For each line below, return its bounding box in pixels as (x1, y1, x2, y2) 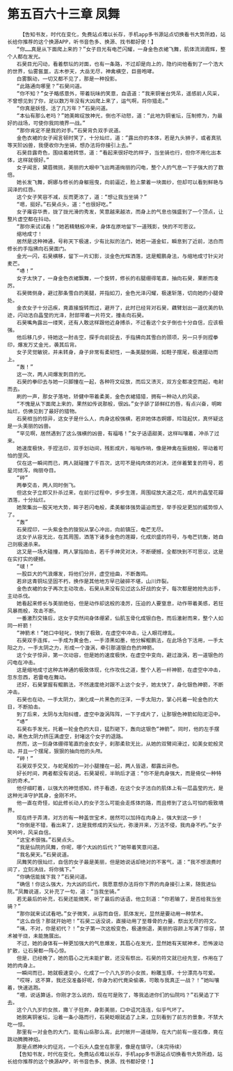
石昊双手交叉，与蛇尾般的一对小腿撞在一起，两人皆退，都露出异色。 (16, 762, 182, 769)
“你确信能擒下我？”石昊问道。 (16, 873, 90, 880)
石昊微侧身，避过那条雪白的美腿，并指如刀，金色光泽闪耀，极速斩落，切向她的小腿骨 (16, 289, 224, 296)
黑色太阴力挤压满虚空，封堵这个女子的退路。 (17, 733, 127, 740)
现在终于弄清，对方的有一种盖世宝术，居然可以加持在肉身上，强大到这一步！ (16, 814, 203, 821)
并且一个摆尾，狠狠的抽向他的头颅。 (17, 748, 106, 755)
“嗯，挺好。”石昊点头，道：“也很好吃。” (16, 201, 113, 208)
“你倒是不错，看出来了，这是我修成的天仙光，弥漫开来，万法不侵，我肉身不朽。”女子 (16, 821, 223, 828)
